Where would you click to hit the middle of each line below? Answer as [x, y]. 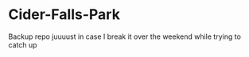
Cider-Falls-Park [64, 15]
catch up [23, 44]
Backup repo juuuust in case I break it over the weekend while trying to [124, 36]
